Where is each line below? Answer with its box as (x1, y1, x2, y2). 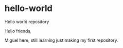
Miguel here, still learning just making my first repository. (4, 37, 119, 43)
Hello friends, (4, 28, 32, 34)
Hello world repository (4, 19, 49, 24)
